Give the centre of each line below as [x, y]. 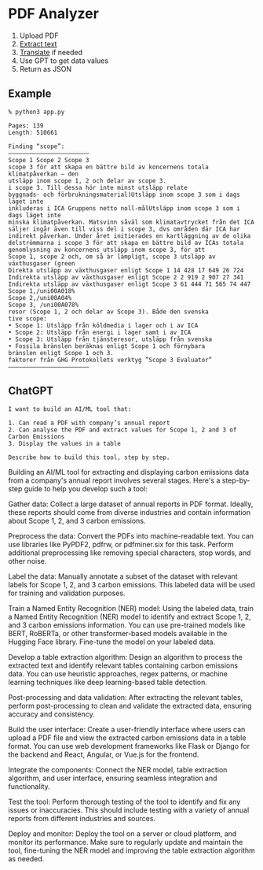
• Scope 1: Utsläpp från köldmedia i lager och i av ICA [103, 325]
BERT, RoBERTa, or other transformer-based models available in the [118, 633]
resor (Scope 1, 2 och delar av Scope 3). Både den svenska [109, 312]
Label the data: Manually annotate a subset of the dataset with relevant [123, 576]
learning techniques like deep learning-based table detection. [108, 682]
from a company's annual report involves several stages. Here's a [114, 480]
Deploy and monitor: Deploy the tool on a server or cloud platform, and [122, 833]
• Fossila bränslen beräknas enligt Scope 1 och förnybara [107, 346]
